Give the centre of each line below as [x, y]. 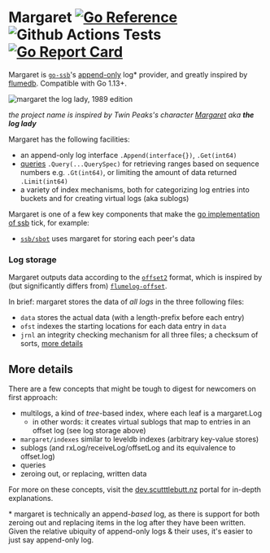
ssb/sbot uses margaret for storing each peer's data [107, 238]
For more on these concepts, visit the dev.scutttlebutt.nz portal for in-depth [135, 489]
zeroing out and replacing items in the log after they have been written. [127, 523]
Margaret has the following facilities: [69, 139]
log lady [22, 123]
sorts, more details [52, 344]
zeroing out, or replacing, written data [83, 474]
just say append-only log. [51, 540]
